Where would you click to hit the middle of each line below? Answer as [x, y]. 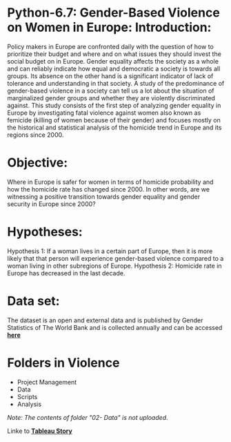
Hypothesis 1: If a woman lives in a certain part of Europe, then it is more [110, 251]
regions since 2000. [36, 135]
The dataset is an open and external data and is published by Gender [105, 320]
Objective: [38, 163]
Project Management [47, 382]
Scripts [27, 396]
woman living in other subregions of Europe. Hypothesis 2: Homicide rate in [114, 266]
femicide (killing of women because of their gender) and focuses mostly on [114, 120]
